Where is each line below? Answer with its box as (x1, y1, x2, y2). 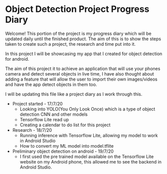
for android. (5, 56, 29, 62)
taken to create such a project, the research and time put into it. (5, 41, 136, 47)
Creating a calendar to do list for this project (19, 122, 111, 128)
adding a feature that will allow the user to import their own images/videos (5, 76, 158, 82)
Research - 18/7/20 (12, 127, 52, 133)
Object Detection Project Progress (5, 3, 150, 15)
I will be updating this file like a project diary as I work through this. (5, 91, 143, 97)
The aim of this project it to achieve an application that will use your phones (5, 66, 161, 72)
